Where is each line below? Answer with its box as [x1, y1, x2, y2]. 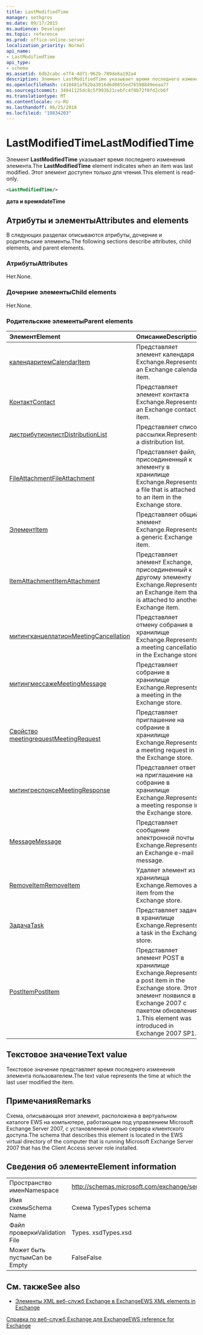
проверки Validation [9, 1229, 66, 1237]
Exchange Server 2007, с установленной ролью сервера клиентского [6, 1125, 184, 1132]
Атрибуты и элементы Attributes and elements [6, 215, 189, 225]
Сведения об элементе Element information [6, 1161, 177, 1172]
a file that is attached [135, 485, 196, 494]
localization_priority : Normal [6, 43, 85, 49]
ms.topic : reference [6, 31, 59, 37]
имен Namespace [9, 1186, 59, 1195]
